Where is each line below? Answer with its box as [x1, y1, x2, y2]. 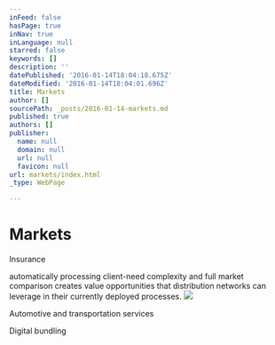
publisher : [9, 129, 50, 138]
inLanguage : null [9, 37, 74, 47]
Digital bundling [9, 325, 67, 336]
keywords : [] [9, 54, 58, 63]
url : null [17, 153, 53, 163]
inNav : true [9, 29, 53, 38]
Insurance [9, 254, 46, 265]
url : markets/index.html [9, 170, 101, 179]
